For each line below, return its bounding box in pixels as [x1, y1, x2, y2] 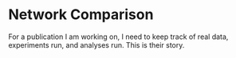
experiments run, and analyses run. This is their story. [8, 40, 185, 49]
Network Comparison [8, 6, 154, 24]
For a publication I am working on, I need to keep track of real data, [8, 32, 229, 41]
